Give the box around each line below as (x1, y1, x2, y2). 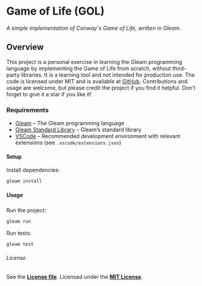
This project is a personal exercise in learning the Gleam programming (6, 58, 183, 65)
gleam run (6, 218, 32, 225)
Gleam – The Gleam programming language (15, 120, 125, 127)
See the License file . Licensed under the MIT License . (6, 273, 143, 281)
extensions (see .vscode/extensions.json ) (15, 139, 122, 147)
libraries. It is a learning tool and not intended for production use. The (21, 71, 195, 78)
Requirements (6, 105, 49, 114)
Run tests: (6, 229, 32, 237)
